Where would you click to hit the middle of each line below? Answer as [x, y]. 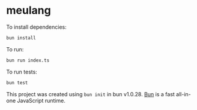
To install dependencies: [37, 27]
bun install [21, 38]
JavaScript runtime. [41, 100]
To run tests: [22, 72]
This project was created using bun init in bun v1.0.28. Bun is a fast [91, 94]
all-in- [183, 94]
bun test [17, 82]
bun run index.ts [28, 60]
